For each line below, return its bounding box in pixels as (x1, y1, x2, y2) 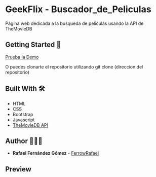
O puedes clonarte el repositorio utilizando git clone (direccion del (5, 63, 143, 69)
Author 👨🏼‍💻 (5, 136, 43, 145)
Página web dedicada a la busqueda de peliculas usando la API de (5, 20, 144, 26)
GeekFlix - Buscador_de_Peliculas (5, 4, 151, 15)
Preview (5, 165, 32, 173)
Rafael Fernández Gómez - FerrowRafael (12, 150, 99, 156)
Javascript (12, 117, 35, 123)
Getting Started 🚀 (5, 41, 61, 49)
